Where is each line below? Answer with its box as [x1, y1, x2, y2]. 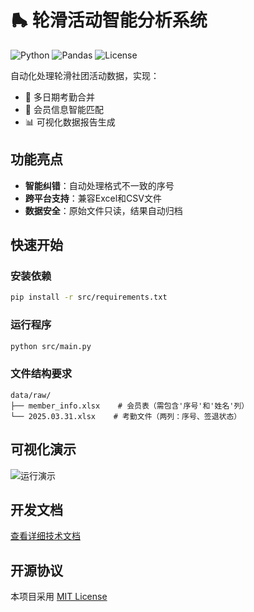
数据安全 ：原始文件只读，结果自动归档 [24, 204, 183, 216]
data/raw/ [10, 390, 52, 400]
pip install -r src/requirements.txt [10, 292, 168, 303]
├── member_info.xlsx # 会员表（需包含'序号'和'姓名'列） [10, 401, 250, 411]
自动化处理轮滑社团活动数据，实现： [10, 69, 160, 81]
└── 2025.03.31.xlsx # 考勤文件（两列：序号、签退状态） [10, 411, 242, 421]
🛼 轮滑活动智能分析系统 [10, 9, 208, 32]
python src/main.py [10, 341, 92, 351]
